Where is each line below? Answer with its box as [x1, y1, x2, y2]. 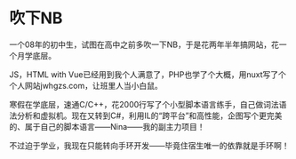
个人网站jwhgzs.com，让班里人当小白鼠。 [9, 80, 163, 91]
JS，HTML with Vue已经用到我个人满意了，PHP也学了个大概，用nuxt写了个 [9, 68, 286, 80]
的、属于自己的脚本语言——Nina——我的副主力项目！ [9, 121, 206, 131]
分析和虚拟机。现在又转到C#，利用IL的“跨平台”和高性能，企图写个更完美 [16, 110, 283, 121]
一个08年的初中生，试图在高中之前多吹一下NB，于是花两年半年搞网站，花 [9, 39, 280, 50]
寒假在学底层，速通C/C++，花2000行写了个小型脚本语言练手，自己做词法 [9, 99, 280, 109]
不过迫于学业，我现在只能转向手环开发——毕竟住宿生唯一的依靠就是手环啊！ [9, 139, 290, 151]
